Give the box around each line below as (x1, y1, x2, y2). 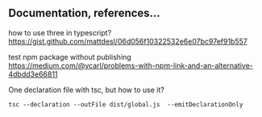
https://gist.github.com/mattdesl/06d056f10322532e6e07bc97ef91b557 (8, 36, 247, 46)
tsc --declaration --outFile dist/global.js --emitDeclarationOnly (8, 100, 243, 108)
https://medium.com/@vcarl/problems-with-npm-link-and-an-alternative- (8, 61, 254, 70)
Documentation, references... (8, 6, 161, 20)
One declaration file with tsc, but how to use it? (8, 85, 165, 94)
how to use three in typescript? (8, 27, 112, 37)
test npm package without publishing (8, 52, 131, 61)
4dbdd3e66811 (8, 69, 58, 79)
